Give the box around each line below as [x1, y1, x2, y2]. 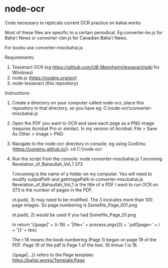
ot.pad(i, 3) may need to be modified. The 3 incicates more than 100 [12, 196, 153, 203]
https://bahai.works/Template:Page [12, 257, 85, 263]
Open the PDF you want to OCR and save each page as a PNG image [12, 120, 154, 126]
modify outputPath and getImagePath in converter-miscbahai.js [12, 176, 143, 182]
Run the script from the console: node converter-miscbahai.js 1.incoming [12, 156, 162, 162]
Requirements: [5, 54, 35, 60]
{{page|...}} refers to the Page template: [12, 251, 94, 257]
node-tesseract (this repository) [12, 80, 78, 86]
